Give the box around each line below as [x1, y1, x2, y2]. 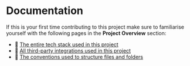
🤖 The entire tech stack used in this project [14, 41, 118, 48]
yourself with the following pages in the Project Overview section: [6, 29, 167, 36]
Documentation [6, 4, 84, 18]
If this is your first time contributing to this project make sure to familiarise [6, 23, 185, 30]
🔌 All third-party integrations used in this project [14, 47, 131, 54]
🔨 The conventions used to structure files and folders [14, 53, 144, 60]
